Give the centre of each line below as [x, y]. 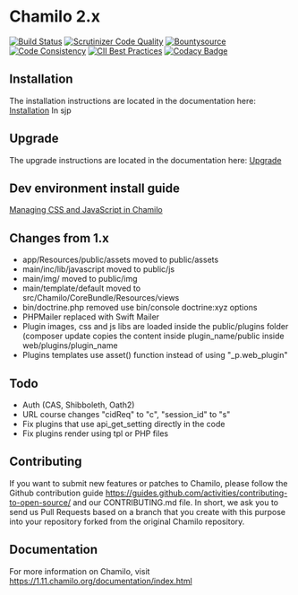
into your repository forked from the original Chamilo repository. [127, 521]
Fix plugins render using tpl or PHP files [95, 433]
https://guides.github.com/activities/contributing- [196, 493]
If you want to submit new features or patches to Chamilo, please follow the [149, 483]
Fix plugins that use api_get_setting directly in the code [123, 424]
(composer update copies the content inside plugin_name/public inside [153, 336]
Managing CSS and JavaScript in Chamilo [86, 210]
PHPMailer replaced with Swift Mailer [90, 317]
